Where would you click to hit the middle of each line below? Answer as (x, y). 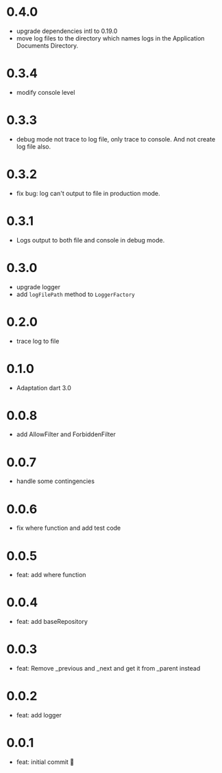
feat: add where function (51, 575)
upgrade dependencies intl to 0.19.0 (67, 31)
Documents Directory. (47, 45)
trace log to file (38, 341)
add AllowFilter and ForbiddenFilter (66, 434)
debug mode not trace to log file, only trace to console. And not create (116, 139)
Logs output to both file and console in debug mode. (90, 240)
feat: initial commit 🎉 (45, 762)
